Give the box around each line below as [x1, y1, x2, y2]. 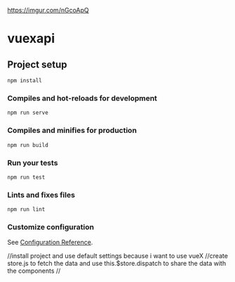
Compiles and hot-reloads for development [7, 93, 158, 103]
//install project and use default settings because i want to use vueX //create [7, 252, 228, 260]
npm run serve [7, 109, 49, 117]
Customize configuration [7, 222, 95, 232]
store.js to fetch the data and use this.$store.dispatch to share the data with [7, 259, 227, 268]
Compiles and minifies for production [7, 126, 137, 136]
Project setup [7, 58, 68, 70]
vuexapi [7, 31, 55, 46]
